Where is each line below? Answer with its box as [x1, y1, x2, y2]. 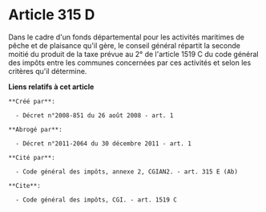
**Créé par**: [8, 97, 56, 105]
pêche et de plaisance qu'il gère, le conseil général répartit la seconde [8, 40, 240, 50]
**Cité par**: [8, 153, 56, 161]
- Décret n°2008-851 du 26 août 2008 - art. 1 [15, 111, 174, 120]
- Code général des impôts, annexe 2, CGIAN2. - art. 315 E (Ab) [15, 167, 239, 176]
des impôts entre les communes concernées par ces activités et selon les [8, 58, 252, 67]
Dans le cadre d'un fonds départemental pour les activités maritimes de [8, 32, 245, 42]
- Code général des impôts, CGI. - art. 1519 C [15, 195, 178, 204]
